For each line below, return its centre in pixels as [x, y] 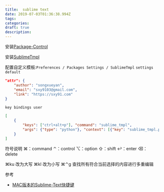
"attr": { [15, 81]
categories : [17, 23]
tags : [10, 18]
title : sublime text [27, 9]
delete [11, 154]
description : [18, 32]
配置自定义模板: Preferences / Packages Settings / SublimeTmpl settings [79, 67]
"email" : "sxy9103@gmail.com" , [46, 90]
